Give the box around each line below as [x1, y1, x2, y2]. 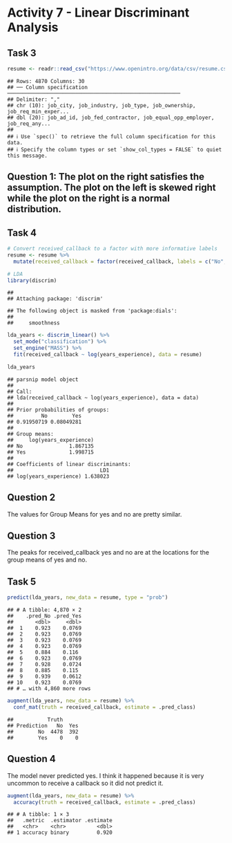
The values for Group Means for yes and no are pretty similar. [7, 510, 182, 518]
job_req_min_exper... [7, 108, 70, 115]
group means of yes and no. [7, 555, 88, 564]
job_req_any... [7, 120, 51, 127]
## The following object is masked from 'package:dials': [7, 308, 177, 315]
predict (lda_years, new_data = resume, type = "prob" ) [7, 594, 168, 601]
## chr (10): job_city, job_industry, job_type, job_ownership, [7, 102, 196, 109]
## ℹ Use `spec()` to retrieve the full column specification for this [7, 133, 216, 140]
